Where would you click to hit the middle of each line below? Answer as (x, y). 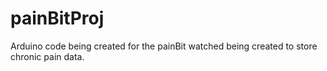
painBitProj (57, 18)
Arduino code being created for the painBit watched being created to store (164, 46)
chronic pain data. (47, 56)
